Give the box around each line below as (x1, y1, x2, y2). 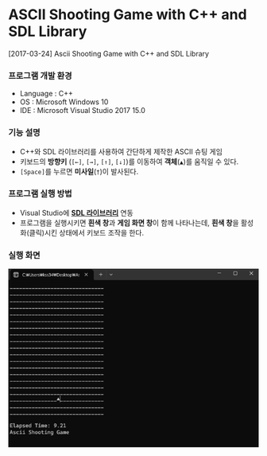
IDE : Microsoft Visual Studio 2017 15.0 (19, 106, 145, 115)
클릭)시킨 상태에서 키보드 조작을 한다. (29, 228, 145, 237)
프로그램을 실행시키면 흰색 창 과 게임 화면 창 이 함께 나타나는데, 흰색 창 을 (19, 217, 240, 228)
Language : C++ (19, 89, 73, 99)
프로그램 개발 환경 (8, 70, 73, 81)
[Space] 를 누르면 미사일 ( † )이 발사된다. (19, 166, 139, 176)
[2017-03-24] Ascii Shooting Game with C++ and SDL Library (8, 49, 209, 58)
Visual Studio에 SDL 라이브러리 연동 (19, 208, 133, 217)
